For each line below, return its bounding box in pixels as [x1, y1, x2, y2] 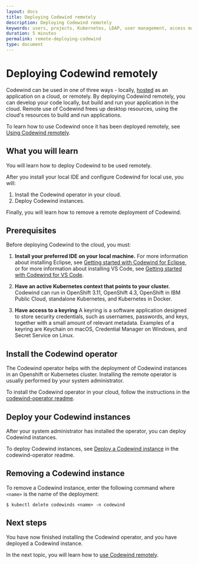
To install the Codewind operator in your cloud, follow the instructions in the [6, 388, 190, 395]
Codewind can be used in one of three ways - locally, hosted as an [6, 86, 169, 93]
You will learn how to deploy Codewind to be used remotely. [6, 161, 152, 169]
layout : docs [6, 8, 38, 15]
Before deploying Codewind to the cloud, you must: [6, 241, 131, 248]
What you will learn [6, 146, 78, 156]
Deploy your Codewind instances [6, 412, 131, 422]
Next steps [6, 518, 47, 528]
